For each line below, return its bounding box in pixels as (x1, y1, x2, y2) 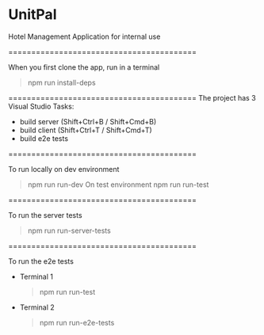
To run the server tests (8, 210, 82, 219)
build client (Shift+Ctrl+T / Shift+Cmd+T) (19, 125, 152, 135)
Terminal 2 (19, 303, 55, 312)
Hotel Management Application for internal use (8, 32, 161, 41)
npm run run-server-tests (27, 226, 111, 235)
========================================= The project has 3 (8, 93, 256, 102)
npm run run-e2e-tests (39, 318, 115, 327)
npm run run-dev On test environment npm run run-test (27, 180, 209, 189)
